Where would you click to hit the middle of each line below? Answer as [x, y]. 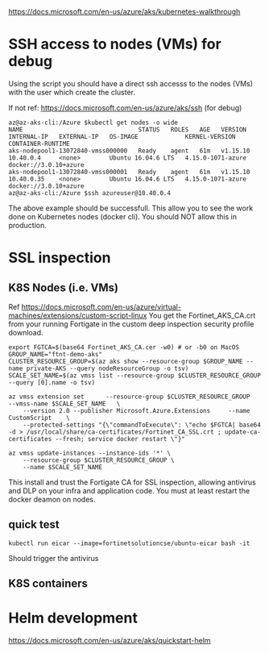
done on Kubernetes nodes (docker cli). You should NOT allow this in [123, 216]
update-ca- [243, 432]
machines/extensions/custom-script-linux [78, 315]
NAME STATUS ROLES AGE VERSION [128, 129]
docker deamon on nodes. [52, 499]
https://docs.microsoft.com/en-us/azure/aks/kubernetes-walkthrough [124, 12]
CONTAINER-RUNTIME [39, 143]
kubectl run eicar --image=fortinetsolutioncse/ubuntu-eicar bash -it [129, 543]
